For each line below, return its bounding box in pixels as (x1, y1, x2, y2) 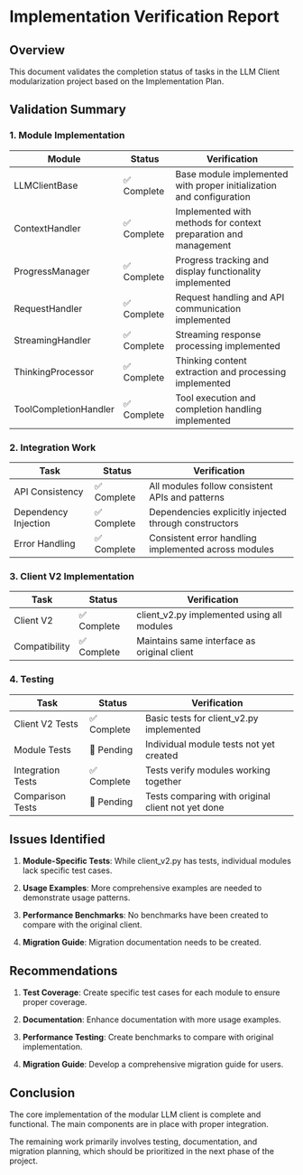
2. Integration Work (9, 441, 96, 454)
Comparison (14, 789, 66, 802)
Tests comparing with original (145, 789, 271, 802)
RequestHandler (14, 302, 83, 315)
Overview (9, 42, 66, 58)
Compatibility (14, 640, 70, 653)
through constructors (148, 517, 239, 530)
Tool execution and (175, 391, 256, 404)
